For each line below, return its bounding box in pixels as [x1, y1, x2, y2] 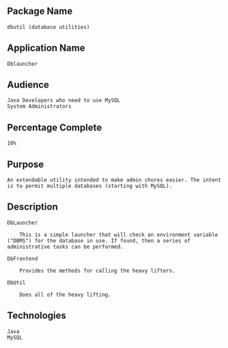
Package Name [7, 5, 73, 17]
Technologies [7, 310, 67, 321]
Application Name [7, 42, 85, 54]
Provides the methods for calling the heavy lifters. [19, 267, 175, 274]
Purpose [7, 158, 44, 170]
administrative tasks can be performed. [7, 243, 124, 250]
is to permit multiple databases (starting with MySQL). [7, 183, 173, 190]
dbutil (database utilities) [7, 23, 90, 30]
